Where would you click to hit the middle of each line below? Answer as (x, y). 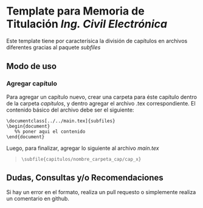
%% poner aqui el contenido (50, 132)
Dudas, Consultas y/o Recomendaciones (85, 178)
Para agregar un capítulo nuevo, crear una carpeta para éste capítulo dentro (102, 97)
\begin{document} (28, 126)
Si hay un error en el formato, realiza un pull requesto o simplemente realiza (101, 192)
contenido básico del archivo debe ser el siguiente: (70, 110)
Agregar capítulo (32, 84)
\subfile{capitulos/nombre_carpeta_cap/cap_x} (81, 159)
